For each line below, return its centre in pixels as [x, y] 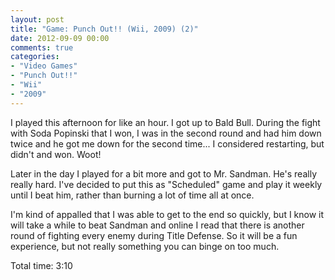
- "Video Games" [44, 66]
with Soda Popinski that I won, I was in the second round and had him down [166, 133]
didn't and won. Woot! [56, 154]
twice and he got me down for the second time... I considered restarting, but [167, 143]
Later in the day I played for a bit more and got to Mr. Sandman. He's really [163, 173]
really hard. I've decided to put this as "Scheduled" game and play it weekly [166, 184]
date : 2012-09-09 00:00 [60, 38]
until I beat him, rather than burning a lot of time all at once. [132, 195]
